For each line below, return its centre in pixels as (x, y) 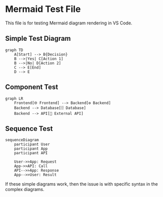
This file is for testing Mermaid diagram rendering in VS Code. (69, 23)
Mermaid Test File (43, 9)
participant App (31, 149)
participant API (31, 153)
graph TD (14, 50)
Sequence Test (29, 129)
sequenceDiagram (22, 140)
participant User (32, 145)
